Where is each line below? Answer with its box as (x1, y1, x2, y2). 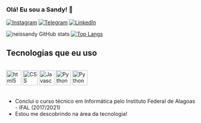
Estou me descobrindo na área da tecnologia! (14, 110, 128, 118)
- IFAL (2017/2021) (14, 104, 61, 111)
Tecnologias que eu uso (6, 48, 97, 58)
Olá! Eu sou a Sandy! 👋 (6, 5, 73, 14)
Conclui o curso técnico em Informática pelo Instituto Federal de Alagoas (14, 98, 196, 105)
